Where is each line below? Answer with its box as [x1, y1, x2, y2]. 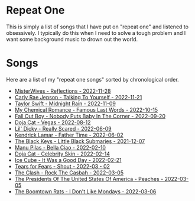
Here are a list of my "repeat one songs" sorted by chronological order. [6, 76, 179, 83]
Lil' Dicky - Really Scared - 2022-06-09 [14, 125, 112, 132]
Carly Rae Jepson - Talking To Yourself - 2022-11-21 [14, 93, 142, 100]
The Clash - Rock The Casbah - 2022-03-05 [14, 169, 124, 176]
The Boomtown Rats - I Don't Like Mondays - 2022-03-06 [14, 187, 157, 195]
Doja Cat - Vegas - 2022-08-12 [14, 119, 91, 126]
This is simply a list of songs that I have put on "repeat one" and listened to [6, 23, 189, 30]
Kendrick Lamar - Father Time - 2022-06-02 [14, 131, 123, 138]
